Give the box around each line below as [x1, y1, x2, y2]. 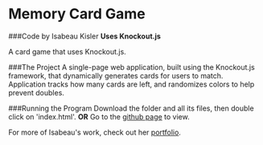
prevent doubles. [8, 87, 64, 97]
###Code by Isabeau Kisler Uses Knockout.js [8, 31, 161, 41]
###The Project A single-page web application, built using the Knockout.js [8, 62, 255, 72]
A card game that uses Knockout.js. [8, 46, 126, 56]
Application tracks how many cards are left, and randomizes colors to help [8, 79, 255, 89]
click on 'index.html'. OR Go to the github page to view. [8, 111, 191, 121]
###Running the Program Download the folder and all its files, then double [8, 103, 255, 113]
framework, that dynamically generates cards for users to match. [8, 70, 224, 80]
